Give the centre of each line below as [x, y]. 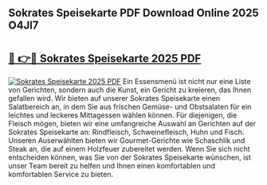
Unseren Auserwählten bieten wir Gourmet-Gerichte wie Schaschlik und [127, 141]
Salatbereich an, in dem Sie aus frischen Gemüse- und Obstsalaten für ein [130, 107]
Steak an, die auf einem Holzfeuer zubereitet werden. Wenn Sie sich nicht [129, 149]
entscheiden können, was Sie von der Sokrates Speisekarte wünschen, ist [130, 157]
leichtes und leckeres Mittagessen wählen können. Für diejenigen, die [123, 115]
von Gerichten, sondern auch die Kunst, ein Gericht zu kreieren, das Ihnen [130, 90]
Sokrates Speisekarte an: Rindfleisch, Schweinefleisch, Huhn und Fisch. [126, 132]
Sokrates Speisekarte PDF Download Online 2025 [133, 13]
